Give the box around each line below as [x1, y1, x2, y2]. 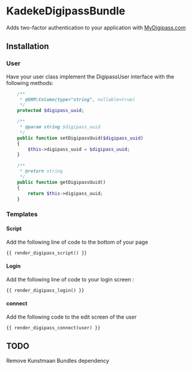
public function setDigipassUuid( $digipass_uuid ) [17, 135, 144, 141]
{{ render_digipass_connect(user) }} [6, 324, 101, 330]
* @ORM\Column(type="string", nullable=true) [19, 96, 136, 102]
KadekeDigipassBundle [6, 4, 125, 18]
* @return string [19, 168, 63, 174]
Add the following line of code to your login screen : [6, 275, 134, 283]
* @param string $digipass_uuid [19, 124, 101, 130]
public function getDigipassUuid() [17, 179, 106, 185]
